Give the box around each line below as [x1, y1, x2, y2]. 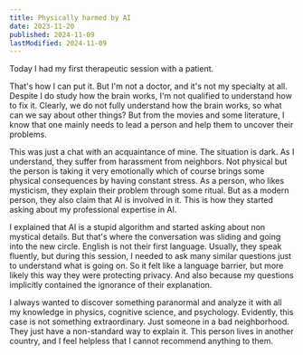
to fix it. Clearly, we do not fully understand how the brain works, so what [9, 101, 282, 111]
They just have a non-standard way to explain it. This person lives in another [9, 326, 294, 337]
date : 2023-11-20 [9, 22, 75, 31]
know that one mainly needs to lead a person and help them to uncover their [9, 120, 294, 130]
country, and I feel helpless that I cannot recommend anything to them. [9, 336, 274, 347]
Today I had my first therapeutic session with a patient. [9, 63, 214, 74]
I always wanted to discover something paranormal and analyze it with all [9, 297, 282, 308]
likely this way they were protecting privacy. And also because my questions [9, 270, 294, 281]
